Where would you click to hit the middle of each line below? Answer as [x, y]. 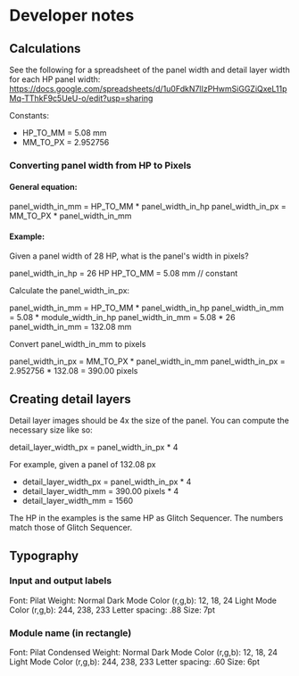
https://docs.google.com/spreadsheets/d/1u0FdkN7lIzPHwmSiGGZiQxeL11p [148, 89]
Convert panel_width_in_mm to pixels [78, 344]
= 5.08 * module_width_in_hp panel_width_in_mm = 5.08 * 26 [122, 317]
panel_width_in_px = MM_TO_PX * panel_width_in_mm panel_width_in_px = [147, 361]
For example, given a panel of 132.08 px [83, 465]
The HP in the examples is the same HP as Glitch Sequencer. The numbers [146, 518]
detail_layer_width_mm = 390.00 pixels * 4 [100, 491]
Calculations [45, 49]
